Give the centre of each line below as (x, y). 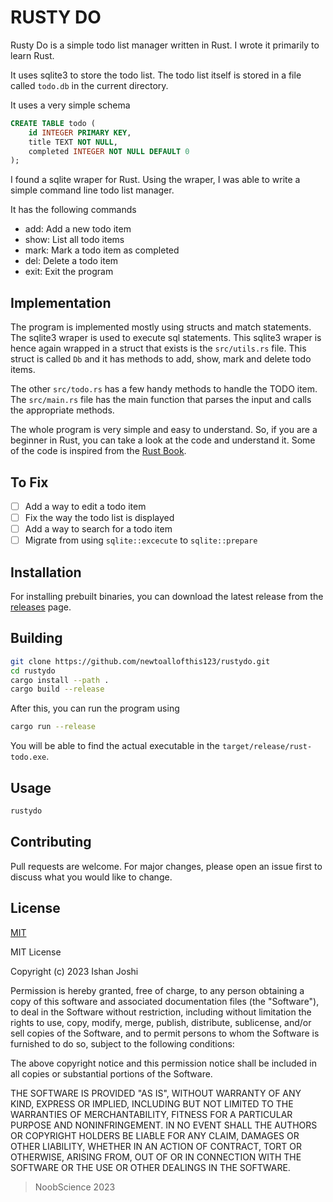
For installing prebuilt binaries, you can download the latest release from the (167, 596)
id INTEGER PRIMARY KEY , (80, 132)
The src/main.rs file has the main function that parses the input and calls (161, 400)
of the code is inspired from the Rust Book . (98, 451)
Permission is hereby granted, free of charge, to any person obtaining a (157, 990)
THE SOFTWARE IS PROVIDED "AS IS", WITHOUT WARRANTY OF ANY (156, 1093)
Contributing (51, 842)
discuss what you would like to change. (91, 877)
